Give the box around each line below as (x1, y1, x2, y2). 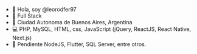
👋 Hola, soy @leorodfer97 (12, 6, 77, 13)
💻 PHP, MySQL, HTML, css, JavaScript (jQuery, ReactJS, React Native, (12, 25, 192, 33)
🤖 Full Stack (12, 12, 42, 19)
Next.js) (12, 34, 32, 41)
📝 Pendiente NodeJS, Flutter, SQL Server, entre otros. (12, 41, 147, 48)
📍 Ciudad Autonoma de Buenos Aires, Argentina (12, 19, 133, 25)
